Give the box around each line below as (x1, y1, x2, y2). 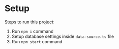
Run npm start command (11, 38, 62, 44)
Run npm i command (11, 28, 54, 34)
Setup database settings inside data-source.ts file (11, 33, 114, 39)
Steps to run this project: (4, 19, 55, 25)
